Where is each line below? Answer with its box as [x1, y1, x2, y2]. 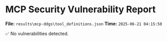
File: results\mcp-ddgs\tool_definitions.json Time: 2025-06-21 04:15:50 [5, 20, 162, 27]
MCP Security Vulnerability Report [5, 4, 156, 15]
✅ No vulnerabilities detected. [5, 30, 69, 36]
